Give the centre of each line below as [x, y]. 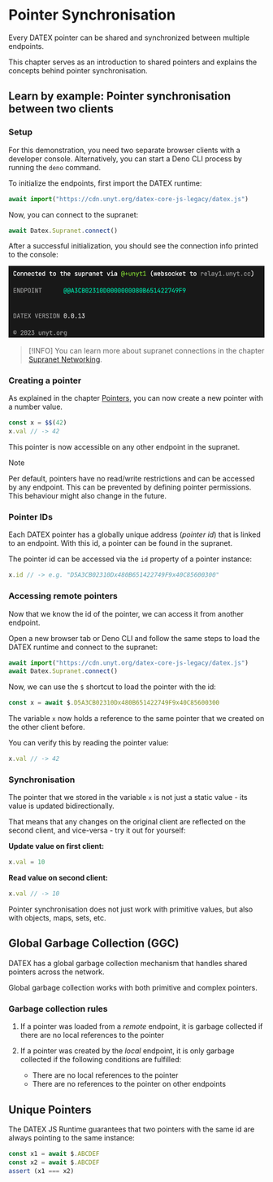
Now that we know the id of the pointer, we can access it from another [126, 613]
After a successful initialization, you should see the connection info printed [133, 246]
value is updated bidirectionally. [62, 806]
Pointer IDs [30, 516]
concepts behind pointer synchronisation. [78, 70]
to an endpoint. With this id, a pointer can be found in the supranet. [121, 543]
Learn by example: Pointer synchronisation [120, 97]
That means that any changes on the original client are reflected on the [127, 822]
